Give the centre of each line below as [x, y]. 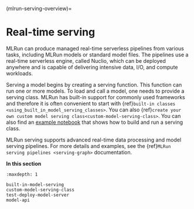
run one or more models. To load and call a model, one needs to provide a [95, 91]
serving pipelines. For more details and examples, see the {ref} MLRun [89, 146]
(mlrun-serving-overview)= [39, 9]
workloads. [20, 73]
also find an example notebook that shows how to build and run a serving [95, 122]
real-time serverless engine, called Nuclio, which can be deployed [86, 60]
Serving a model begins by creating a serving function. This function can [94, 85]
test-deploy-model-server [38, 195]
